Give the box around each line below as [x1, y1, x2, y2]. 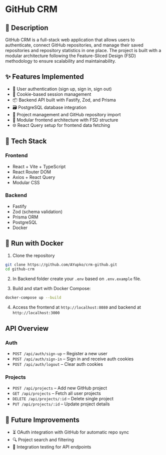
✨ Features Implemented [5, 73, 84, 81]
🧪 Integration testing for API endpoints [12, 444, 91, 450]
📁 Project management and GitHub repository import [12, 111, 121, 117]
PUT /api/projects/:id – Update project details [12, 401, 110, 407]
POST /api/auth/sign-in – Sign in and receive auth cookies [12, 356, 134, 362]
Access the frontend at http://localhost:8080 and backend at [12, 304, 141, 310]
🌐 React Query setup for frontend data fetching [12, 122, 110, 128]
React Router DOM [12, 169, 51, 175]
